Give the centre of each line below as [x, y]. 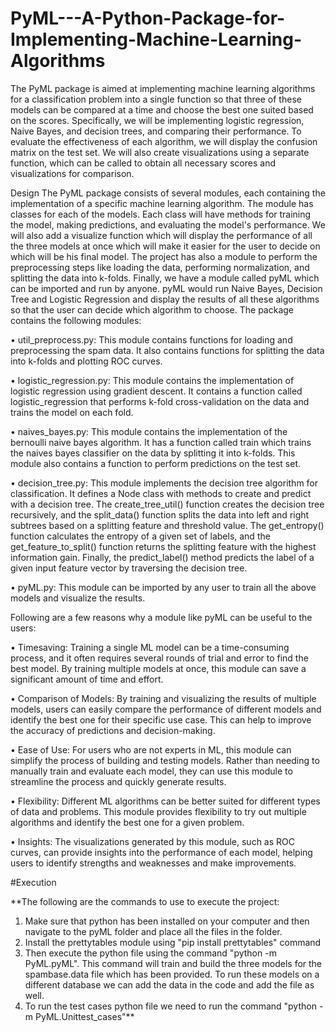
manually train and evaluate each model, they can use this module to [151, 771]
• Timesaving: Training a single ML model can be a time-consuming [150, 647]
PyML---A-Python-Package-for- [148, 18]
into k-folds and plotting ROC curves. [86, 361]
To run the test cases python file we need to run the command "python [170, 1006]
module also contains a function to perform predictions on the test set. [156, 463]
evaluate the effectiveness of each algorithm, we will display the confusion [164, 141]
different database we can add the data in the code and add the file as [169, 984]
